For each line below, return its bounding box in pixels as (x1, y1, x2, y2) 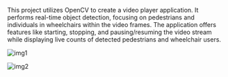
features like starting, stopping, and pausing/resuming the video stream (7, 28, 212, 36)
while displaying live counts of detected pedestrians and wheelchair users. (7, 35, 221, 44)
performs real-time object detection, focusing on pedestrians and (7, 13, 195, 22)
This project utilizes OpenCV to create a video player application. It (7, 6, 199, 14)
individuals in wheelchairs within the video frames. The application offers (7, 21, 217, 28)
